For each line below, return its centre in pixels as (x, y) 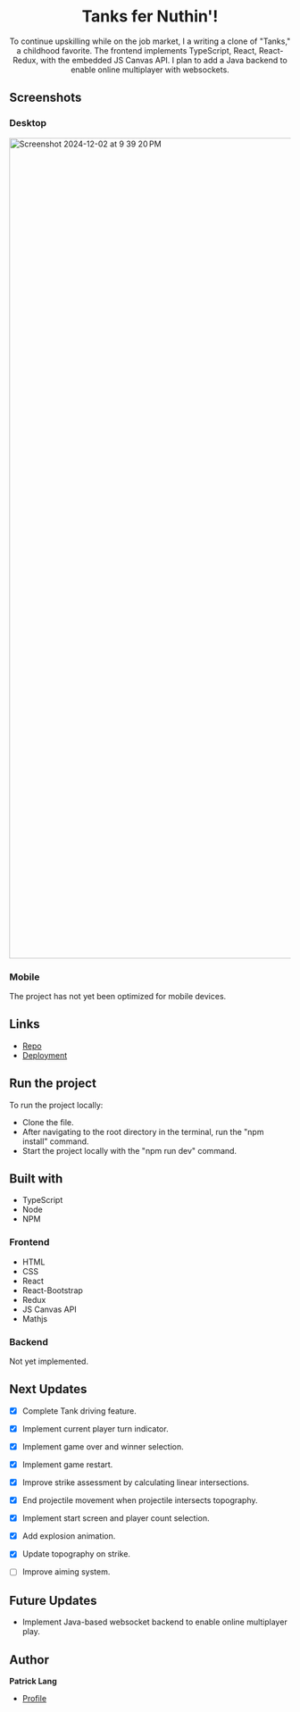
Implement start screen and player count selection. (116, 1518)
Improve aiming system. (66, 1572)
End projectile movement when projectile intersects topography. (140, 1500)
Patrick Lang (33, 1682)
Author (29, 1660)
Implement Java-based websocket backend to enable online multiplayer (154, 1622)
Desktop (28, 123)
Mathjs (34, 1318)
